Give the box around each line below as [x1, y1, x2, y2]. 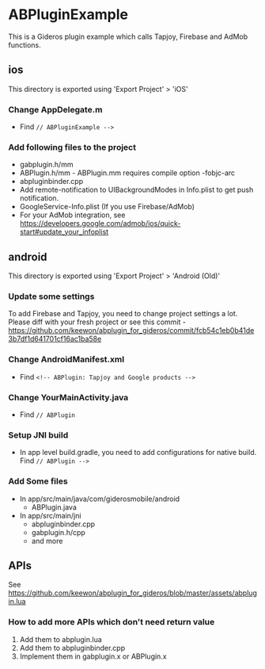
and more [31, 536, 63, 545]
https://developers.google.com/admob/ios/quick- [19, 219, 181, 228]
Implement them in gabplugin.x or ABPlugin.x [19, 652, 168, 661]
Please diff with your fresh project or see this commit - [8, 317, 186, 327]
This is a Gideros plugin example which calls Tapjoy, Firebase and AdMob [8, 32, 248, 41]
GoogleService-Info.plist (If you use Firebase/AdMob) [19, 202, 195, 212]
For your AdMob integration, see [19, 210, 126, 220]
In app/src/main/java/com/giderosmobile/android [19, 494, 180, 503]
